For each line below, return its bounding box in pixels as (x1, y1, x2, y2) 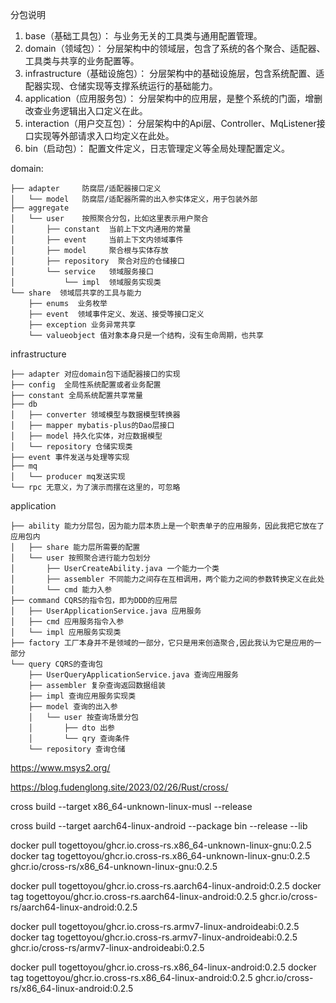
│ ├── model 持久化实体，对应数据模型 (10, 431, 163, 441)
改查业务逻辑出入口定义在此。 (24, 105, 148, 117)
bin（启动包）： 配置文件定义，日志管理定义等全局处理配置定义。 (24, 143, 290, 154)
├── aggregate (10, 203, 70, 213)
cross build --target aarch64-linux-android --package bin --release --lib (10, 820, 308, 832)
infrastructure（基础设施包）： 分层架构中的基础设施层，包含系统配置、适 (24, 68, 325, 79)
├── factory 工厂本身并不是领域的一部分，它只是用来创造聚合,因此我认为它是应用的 (10, 638, 315, 648)
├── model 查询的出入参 (28, 702, 118, 712)
